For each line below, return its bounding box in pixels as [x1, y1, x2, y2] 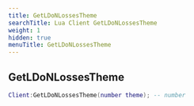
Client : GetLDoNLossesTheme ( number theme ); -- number [8, 91, 186, 99]
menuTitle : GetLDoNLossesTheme [8, 41, 112, 49]
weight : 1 [8, 26, 41, 34]
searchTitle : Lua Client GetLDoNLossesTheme [8, 19, 158, 27]
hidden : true [8, 33, 51, 42]
